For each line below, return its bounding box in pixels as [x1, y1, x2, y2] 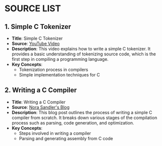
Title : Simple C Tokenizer [11, 35, 63, 41]
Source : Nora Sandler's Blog [11, 104, 69, 110]
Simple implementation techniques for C [19, 72, 100, 77]
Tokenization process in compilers [19, 67, 89, 73]
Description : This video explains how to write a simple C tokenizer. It [11, 46, 151, 51]
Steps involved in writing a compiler [19, 130, 92, 136]
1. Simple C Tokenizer [4, 23, 71, 31]
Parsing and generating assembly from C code [19, 135, 113, 141]
